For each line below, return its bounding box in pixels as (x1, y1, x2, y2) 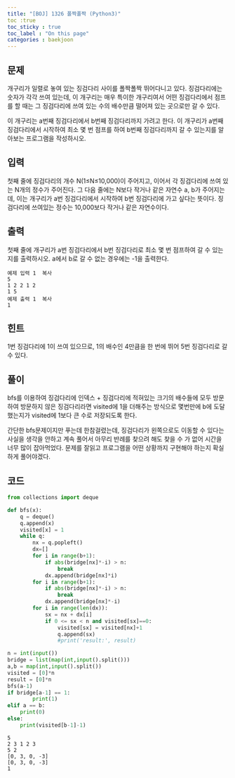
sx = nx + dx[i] (44, 611, 93, 618)
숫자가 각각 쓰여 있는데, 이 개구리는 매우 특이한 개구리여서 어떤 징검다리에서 (7, 93, 213, 101)
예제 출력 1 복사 (7, 296, 53, 303)
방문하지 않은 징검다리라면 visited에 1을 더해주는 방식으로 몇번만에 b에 (20, 402, 213, 411)
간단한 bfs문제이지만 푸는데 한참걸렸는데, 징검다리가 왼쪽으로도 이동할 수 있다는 (7, 426, 224, 435)
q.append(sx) (57, 631, 96, 638)
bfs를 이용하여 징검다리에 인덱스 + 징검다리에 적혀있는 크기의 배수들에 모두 (7, 394, 212, 402)
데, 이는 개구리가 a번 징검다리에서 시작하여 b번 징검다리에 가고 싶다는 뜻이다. (7, 194, 217, 202)
